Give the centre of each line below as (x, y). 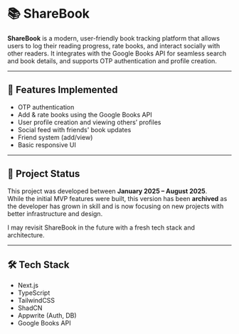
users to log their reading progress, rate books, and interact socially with (114, 45)
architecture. (26, 235)
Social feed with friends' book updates (74, 129)
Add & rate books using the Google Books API (85, 114)
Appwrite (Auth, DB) (47, 316)
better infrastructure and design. (55, 213)
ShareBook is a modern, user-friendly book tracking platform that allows (114, 38)
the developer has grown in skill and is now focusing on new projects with (116, 206)
